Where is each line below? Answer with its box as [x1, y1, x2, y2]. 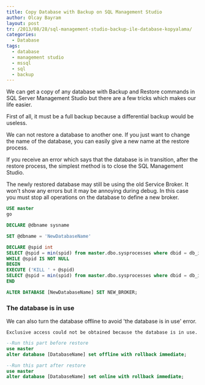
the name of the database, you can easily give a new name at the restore [6, 138, 190, 145]
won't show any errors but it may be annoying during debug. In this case [6, 187, 189, 195]
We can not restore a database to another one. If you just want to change [6, 131, 190, 139]
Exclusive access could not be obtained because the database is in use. [6, 329, 198, 336]
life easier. [6, 101, 32, 109]
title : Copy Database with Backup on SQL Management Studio [6, 9, 163, 15]
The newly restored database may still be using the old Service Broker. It [6, 181, 189, 188]
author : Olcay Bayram [6, 15, 62, 21]
